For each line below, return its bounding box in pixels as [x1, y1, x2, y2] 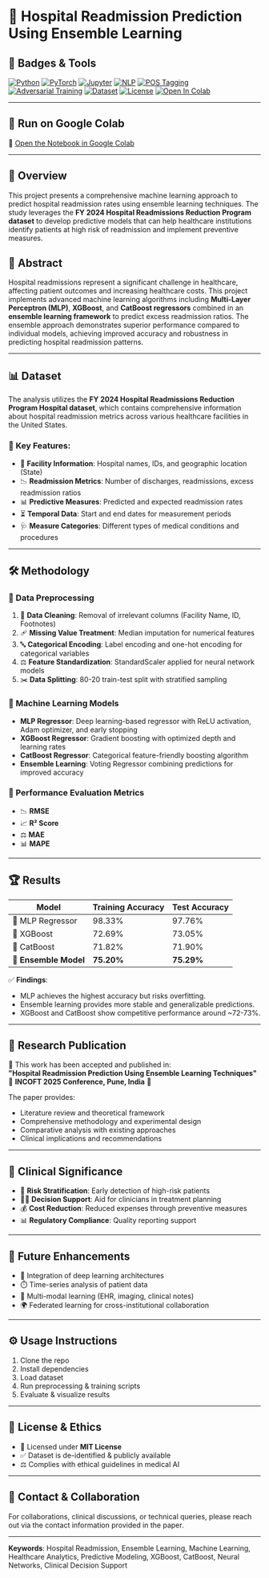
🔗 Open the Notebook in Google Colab [8, 138, 134, 148]
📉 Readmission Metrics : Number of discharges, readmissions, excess [19, 476, 254, 485]
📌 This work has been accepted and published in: [8, 1060, 172, 1069]
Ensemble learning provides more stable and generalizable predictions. [19, 1000, 255, 1009]
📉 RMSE [19, 806, 50, 816]
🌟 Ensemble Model [12, 954, 86, 965]
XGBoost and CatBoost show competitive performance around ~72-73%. [19, 1008, 261, 1017]
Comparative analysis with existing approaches [19, 1125, 176, 1135]
